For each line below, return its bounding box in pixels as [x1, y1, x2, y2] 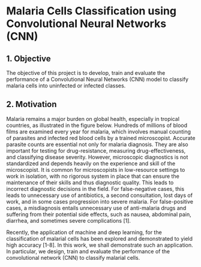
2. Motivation [6, 99, 57, 110]
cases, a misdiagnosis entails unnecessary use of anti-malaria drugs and [6, 204, 187, 211]
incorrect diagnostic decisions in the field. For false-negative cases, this [6, 185, 185, 192]
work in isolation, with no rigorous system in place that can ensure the [6, 172, 180, 180]
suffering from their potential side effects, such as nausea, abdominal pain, [6, 211, 192, 218]
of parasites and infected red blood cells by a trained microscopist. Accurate [6, 134, 196, 141]
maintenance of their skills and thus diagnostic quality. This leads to [6, 178, 174, 186]
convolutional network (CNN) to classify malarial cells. [6, 254, 140, 261]
